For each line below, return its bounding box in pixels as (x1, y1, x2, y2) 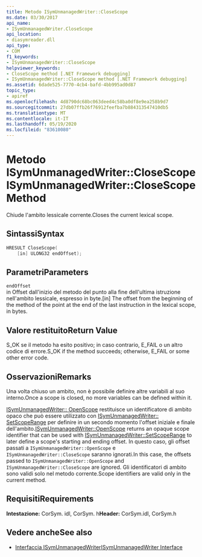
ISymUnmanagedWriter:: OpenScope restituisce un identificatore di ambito (6, 405, 192, 413)
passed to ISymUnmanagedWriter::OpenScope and (6, 457, 125, 464)
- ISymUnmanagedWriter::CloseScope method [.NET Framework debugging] (6, 76, 188, 82)
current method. (6, 476, 47, 483)
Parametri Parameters (6, 267, 89, 277)
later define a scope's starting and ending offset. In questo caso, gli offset (6, 437, 190, 445)
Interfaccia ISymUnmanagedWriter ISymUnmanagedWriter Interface (14, 543, 183, 550)
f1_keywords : (6, 54, 39, 60)
